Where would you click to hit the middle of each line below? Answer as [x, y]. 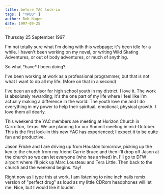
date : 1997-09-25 [23, 23]
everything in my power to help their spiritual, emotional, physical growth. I [81, 107]
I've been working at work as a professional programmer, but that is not [77, 76]
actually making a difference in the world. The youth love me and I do [75, 102]
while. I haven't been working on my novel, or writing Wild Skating [72, 52]
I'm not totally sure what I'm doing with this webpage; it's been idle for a [78, 47]
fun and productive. [25, 137]
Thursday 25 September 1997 [35, 37]
